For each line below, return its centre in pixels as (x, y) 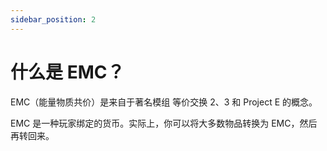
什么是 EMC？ (67, 72)
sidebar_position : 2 (53, 19)
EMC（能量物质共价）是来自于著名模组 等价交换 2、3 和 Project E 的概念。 (164, 102)
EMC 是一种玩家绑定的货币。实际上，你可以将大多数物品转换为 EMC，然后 (164, 123)
